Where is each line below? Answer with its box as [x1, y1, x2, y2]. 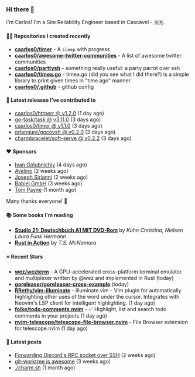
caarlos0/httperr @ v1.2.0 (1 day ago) [14, 109, 104, 116]
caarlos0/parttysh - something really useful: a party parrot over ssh [14, 64, 180, 71]
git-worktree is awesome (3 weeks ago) [14, 358, 111, 365]
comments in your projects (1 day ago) [14, 312, 107, 319]
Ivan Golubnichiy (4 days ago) [14, 161, 88, 168]
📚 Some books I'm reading [6, 211, 73, 218]
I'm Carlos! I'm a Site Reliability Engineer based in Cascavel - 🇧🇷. [6, 19, 165, 26]
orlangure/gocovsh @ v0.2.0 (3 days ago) [14, 128, 116, 135]
